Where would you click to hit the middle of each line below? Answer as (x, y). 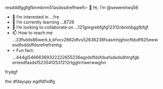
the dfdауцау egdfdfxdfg (30, 81)
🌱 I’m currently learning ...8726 (43, 22)
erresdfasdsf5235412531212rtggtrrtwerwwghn (59, 62)
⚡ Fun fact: (23, 50)
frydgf (11, 72)
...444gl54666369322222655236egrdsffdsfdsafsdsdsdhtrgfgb (76, 57)
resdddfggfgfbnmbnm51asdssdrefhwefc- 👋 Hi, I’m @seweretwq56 (72, 8)
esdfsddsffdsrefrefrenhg (37, 45)
